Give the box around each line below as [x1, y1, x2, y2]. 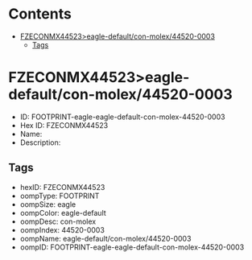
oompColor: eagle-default [19, 208, 106, 217]
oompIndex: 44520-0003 [19, 225, 105, 234]
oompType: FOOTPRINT [19, 191, 100, 200]
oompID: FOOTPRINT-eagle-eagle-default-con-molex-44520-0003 [19, 242, 245, 252]
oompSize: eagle [19, 199, 76, 209]
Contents [8, 5, 72, 23]
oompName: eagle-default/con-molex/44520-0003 [19, 233, 192, 243]
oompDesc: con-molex [19, 217, 97, 226]
